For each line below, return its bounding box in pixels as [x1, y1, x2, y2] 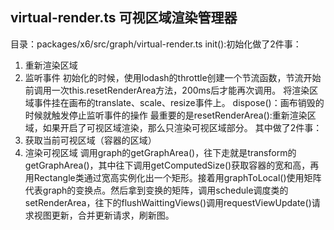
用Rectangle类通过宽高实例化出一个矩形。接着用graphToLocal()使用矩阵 [24, 171, 322, 183]
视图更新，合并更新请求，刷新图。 [33, 209, 175, 221]
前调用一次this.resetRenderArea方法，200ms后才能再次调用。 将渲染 [24, 84, 310, 96]
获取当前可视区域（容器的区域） [24, 134, 157, 146]
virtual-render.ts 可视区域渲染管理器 [10, 9, 238, 27]
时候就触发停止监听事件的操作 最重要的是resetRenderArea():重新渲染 [24, 109, 308, 121]
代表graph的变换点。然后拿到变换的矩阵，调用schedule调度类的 [24, 184, 289, 196]
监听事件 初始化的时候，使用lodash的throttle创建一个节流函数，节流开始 [24, 71, 322, 83]
